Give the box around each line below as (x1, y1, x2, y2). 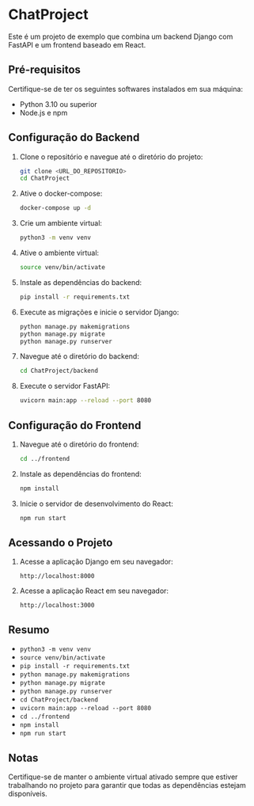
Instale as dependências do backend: (19, 277, 142, 287)
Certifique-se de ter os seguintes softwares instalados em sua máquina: (8, 84, 244, 93)
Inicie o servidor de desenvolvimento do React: (19, 499, 174, 508)
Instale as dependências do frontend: (19, 469, 142, 478)
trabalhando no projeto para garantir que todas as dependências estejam (8, 781, 247, 790)
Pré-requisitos (8, 63, 82, 77)
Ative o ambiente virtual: (19, 248, 100, 258)
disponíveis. (8, 789, 47, 799)
